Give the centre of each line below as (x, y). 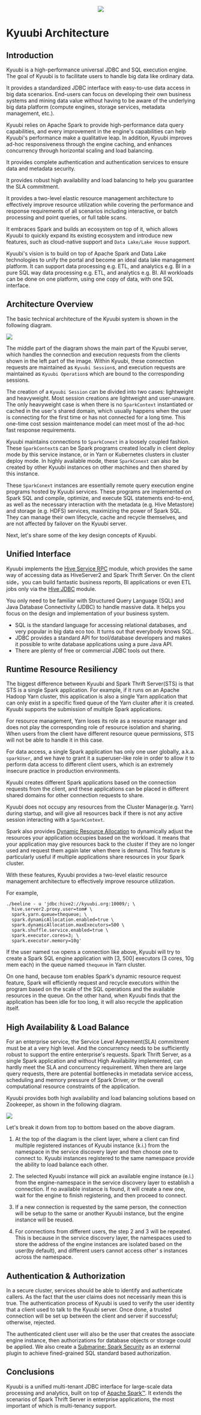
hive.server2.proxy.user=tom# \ (52, 909)
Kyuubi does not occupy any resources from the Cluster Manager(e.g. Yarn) (100, 807)
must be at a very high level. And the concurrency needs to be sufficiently (97, 1048)
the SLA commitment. (33, 187)
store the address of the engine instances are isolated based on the (98, 1244)
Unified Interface (39, 554)
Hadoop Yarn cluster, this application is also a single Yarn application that (97, 697)
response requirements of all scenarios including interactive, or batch (92, 211)
